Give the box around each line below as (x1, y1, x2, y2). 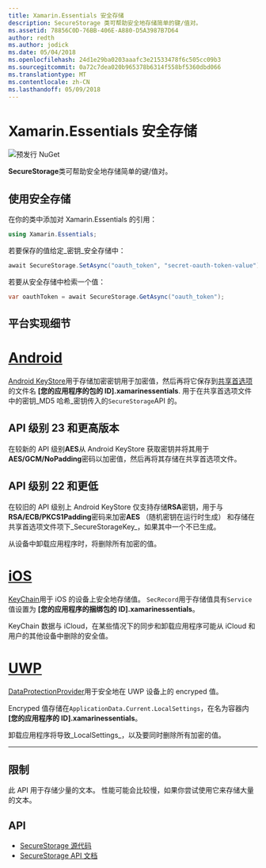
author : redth (8, 33, 55, 42)
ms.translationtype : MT (8, 71, 87, 79)
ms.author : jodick (8, 41, 69, 49)
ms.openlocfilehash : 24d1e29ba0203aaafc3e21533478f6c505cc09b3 (8, 56, 222, 64)
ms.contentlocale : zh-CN (8, 78, 90, 86)
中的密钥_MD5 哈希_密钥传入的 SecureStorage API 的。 (8, 396, 182, 405)
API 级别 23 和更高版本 (8, 421, 120, 435)
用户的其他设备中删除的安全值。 (8, 631, 112, 640)
